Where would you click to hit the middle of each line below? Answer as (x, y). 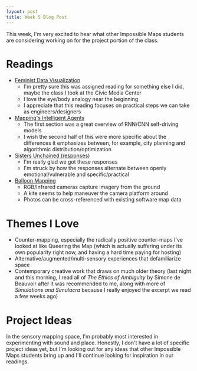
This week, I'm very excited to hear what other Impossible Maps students (95, 34)
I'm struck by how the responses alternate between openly (95, 168)
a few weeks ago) (36, 297)
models (32, 131)
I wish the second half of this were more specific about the (95, 137)
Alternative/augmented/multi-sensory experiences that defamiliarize (98, 259)
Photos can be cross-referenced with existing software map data (102, 200)
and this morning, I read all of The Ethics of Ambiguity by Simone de (98, 278)
